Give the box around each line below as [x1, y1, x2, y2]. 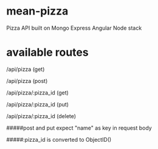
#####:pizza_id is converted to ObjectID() [6, 136, 112, 143]
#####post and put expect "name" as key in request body [6, 124, 152, 131]
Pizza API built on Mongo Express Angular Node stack [6, 24, 142, 31]
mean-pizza [6, 4, 69, 18]
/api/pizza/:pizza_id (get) [6, 89, 69, 96]
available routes [6, 45, 89, 59]
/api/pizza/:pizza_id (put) [6, 101, 69, 108]
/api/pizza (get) [6, 65, 45, 73]
